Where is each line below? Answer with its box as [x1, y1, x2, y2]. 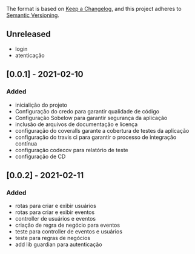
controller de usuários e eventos [15, 215, 96, 222]
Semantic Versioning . [6, 12, 59, 19]
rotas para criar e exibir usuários [15, 202, 97, 210]
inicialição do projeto [15, 101, 68, 109]
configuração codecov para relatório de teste [15, 146, 128, 153]
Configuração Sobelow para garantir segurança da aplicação [15, 114, 168, 121]
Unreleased [6, 29, 51, 39]
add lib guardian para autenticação [15, 241, 102, 248]
